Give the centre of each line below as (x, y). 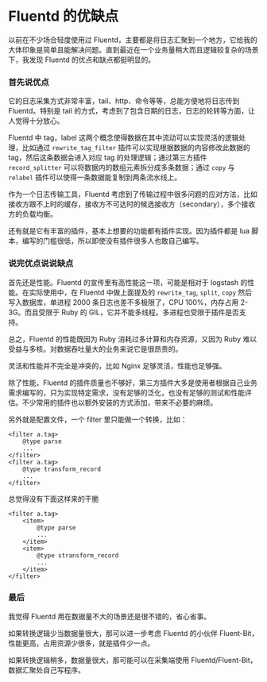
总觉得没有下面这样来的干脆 (54, 499)
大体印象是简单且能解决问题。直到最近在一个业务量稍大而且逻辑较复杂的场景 (133, 49)
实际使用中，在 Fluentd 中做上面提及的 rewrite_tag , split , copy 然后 (141, 292)
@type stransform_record (78, 555)
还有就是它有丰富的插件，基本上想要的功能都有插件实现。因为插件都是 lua (129, 231)
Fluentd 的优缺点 (64, 16)
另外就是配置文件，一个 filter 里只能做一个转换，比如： (98, 419)
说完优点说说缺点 (41, 264)
